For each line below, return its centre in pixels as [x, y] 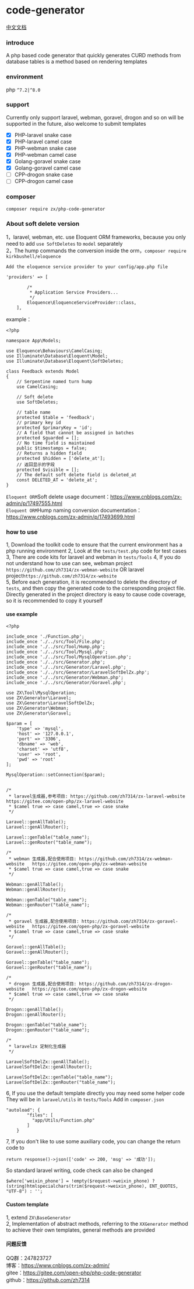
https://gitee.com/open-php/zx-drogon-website [89, 989]
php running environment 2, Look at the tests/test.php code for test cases [96, 551]
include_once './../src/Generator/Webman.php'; [65, 678]
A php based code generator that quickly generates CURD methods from [94, 56]
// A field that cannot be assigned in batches [75, 433]
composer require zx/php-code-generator [56, 209]
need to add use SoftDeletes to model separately [64, 243]
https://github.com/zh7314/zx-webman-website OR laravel [75, 570]
